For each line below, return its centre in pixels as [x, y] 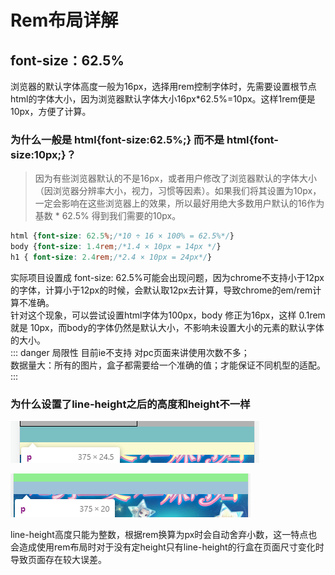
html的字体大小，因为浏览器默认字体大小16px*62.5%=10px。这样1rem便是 [163, 99]
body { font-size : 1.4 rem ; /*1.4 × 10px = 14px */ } [116, 247]
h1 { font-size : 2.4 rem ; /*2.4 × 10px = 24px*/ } [111, 257]
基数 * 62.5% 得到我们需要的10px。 [108, 216]
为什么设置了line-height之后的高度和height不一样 [130, 404]
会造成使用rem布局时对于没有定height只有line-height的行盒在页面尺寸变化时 [167, 547]
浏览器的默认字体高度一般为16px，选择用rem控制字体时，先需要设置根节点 [163, 86]
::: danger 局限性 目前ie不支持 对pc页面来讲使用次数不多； [130, 352]
